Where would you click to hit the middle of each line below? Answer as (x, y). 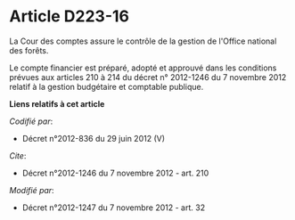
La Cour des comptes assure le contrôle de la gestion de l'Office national (143, 41)
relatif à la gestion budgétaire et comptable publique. (107, 86)
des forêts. (29, 50)
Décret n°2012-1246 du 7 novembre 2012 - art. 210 (115, 173)
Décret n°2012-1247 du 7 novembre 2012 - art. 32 (114, 208)
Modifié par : (32, 190)
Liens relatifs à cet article (57, 103)
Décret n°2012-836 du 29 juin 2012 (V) (94, 138)
